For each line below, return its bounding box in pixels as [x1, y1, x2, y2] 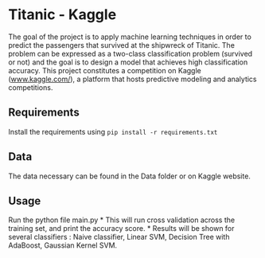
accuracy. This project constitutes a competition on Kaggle [8, 65, 201, 75]
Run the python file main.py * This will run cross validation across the [8, 215, 236, 225]
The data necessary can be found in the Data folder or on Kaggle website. [8, 171, 251, 181]
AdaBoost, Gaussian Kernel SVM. [8, 240, 118, 250]
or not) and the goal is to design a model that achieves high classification [8, 57, 248, 67]
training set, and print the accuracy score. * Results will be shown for [8, 224, 235, 233]
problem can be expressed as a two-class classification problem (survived [8, 49, 253, 58]
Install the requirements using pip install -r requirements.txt [8, 127, 218, 136]
